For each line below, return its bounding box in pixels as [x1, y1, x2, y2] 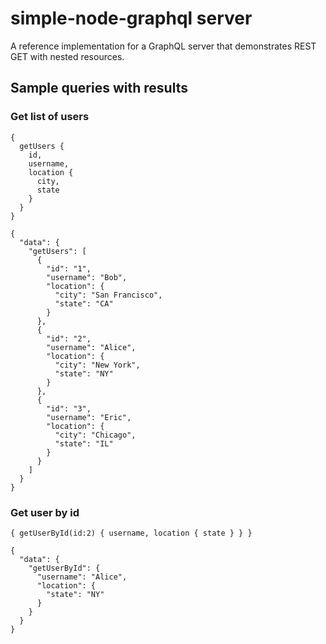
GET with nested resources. [10, 50, 125, 62]
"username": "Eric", [46, 412, 132, 422]
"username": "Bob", [46, 272, 128, 282]
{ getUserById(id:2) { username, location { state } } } [10, 528, 253, 538]
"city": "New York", [54, 360, 141, 370]
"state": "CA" [54, 298, 114, 309]
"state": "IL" [54, 438, 114, 449]
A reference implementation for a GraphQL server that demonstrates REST [10, 40, 317, 52]
